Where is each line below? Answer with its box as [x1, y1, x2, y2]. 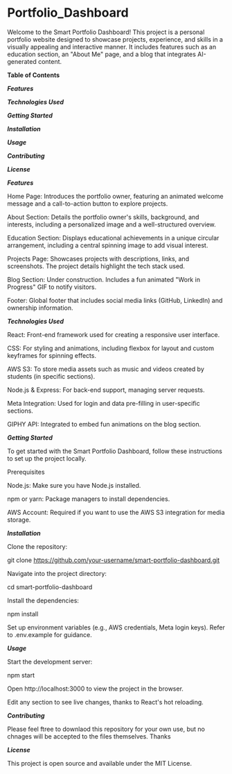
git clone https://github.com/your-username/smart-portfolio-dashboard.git [7, 556, 220, 564]
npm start [7, 670, 35, 679]
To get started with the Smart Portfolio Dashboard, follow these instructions [7, 447, 223, 455]
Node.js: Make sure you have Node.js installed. [7, 481, 141, 489]
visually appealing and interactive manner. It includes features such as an [7, 42, 217, 51]
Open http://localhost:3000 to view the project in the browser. [7, 684, 184, 693]
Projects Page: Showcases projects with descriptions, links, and [7, 254, 189, 263]
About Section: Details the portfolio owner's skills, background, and [7, 213, 199, 221]
